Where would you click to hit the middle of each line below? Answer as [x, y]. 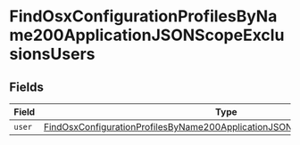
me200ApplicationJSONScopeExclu [147, 35]
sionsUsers [52, 54]
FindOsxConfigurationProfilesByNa [143, 16]
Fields [27, 87]
